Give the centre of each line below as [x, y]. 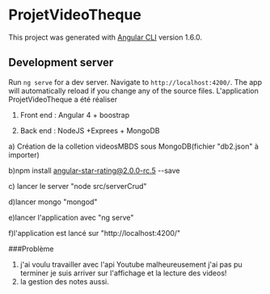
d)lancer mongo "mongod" [53, 202]
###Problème [31, 249]
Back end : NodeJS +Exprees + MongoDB [90, 130]
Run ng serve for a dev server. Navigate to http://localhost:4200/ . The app [135, 82]
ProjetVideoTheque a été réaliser [63, 99]
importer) [24, 154]
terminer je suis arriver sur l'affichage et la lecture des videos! [123, 273]
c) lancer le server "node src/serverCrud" [78, 186]
